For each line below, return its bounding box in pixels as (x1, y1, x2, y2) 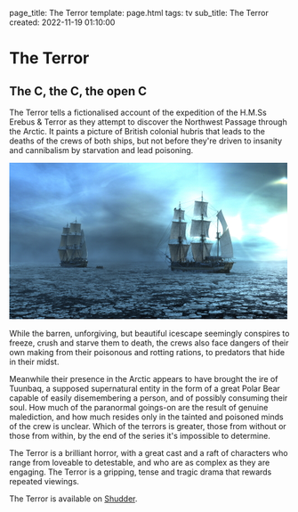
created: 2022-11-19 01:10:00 (9, 17, 116, 28)
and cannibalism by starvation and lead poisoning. (9, 145, 194, 155)
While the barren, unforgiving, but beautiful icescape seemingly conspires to (9, 329, 290, 338)
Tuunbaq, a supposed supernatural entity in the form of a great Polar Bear (9, 383, 280, 394)
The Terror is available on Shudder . (9, 493, 138, 504)
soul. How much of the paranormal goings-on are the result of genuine (9, 402, 269, 412)
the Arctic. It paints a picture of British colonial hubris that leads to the (9, 126, 265, 136)
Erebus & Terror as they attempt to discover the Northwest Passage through (9, 117, 287, 127)
